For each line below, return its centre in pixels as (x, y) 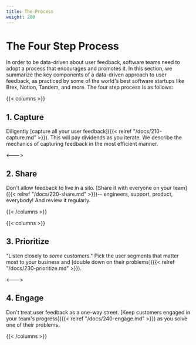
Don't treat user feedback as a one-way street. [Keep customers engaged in (98, 312)
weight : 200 (21, 17)
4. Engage (25, 298)
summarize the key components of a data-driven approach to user (87, 75)
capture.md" (21, 138)
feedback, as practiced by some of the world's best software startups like (95, 81)
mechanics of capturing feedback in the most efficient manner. (82, 144)
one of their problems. (33, 324)
